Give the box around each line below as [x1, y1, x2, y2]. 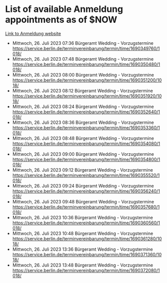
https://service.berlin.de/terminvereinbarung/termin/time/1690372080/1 [12, 267, 160, 273]
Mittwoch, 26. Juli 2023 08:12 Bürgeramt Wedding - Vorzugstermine [12, 88, 153, 94]
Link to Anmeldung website [5, 30, 61, 36]
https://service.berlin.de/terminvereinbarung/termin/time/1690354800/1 [12, 156, 161, 162]
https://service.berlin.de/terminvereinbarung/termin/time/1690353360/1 [12, 124, 161, 130]
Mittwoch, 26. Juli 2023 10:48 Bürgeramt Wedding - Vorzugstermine [12, 230, 154, 236]
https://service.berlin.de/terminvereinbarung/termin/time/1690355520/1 [12, 172, 160, 178]
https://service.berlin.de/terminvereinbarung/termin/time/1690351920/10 [12, 93, 162, 99]
